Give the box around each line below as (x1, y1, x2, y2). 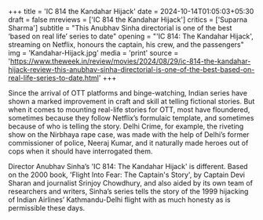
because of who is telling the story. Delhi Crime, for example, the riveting (8, 121, 244, 131)
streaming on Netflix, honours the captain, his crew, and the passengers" (8, 40, 245, 49)
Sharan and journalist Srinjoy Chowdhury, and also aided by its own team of (8, 179, 254, 187)
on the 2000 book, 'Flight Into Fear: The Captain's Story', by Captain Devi (8, 170, 246, 179)
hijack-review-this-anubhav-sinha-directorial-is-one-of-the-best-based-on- (8, 65, 255, 74)
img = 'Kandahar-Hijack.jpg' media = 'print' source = (8, 49, 179, 57)
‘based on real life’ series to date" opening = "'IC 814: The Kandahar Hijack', (8, 31, 254, 41)
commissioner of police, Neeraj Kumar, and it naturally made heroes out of (8, 139, 249, 147)
